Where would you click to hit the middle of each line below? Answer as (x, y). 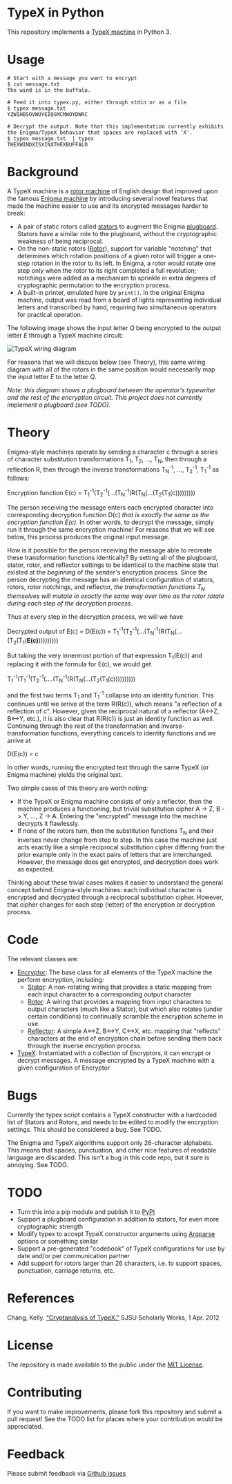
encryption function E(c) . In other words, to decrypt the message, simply (110, 522)
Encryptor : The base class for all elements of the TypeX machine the (115, 972)
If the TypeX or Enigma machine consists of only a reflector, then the (115, 802)
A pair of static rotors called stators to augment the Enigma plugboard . (117, 227)
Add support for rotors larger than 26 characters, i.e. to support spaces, (119, 1263)
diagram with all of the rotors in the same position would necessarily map (111, 369)
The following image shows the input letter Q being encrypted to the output (114, 328)
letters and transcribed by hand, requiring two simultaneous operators (117, 307)
